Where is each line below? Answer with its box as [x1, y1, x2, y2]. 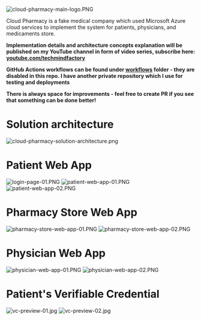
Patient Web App [6, 159, 92, 172]
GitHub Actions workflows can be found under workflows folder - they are [6, 66, 195, 73]
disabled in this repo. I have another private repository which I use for [6, 73, 183, 79]
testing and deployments [6, 79, 70, 86]
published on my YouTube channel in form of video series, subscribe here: [6, 48, 196, 55]
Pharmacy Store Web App [6, 206, 138, 219]
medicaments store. [6, 30, 56, 37]
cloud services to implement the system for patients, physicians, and [6, 24, 176, 31]
